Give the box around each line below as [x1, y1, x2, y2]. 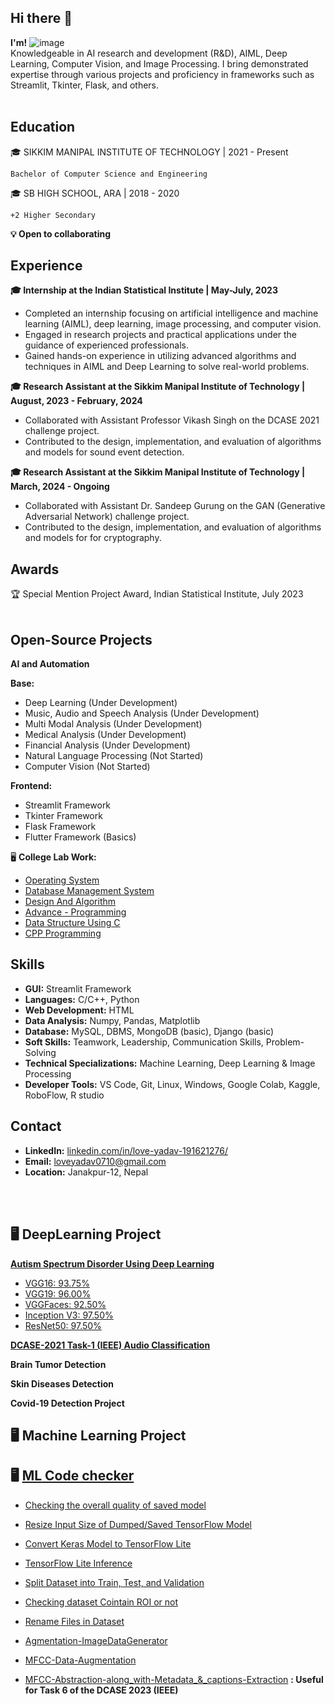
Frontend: [10, 780, 53, 792]
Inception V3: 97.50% [24, 1309, 114, 1321]
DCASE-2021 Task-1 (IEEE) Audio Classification [10, 1339, 211, 1351]
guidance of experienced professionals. [24, 339, 189, 351]
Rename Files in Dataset [24, 1615, 125, 1627]
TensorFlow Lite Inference [24, 1557, 133, 1569]
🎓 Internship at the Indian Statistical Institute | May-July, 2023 [10, 284, 278, 296]
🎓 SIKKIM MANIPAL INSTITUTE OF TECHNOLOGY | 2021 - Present [10, 146, 289, 158]
